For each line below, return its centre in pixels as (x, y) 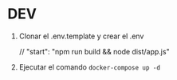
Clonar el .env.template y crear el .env (81, 36)
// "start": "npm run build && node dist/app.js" (94, 51)
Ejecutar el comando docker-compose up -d (90, 67)
